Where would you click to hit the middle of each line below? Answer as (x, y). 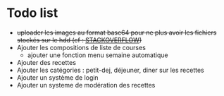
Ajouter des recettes (46, 62)
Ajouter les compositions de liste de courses (81, 47)
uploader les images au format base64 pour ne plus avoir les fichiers (117, 32)
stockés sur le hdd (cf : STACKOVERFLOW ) (79, 40)
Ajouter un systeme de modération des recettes (86, 85)
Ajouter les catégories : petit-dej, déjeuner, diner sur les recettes (111, 70)
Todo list (32, 13)
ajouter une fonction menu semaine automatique (98, 55)
